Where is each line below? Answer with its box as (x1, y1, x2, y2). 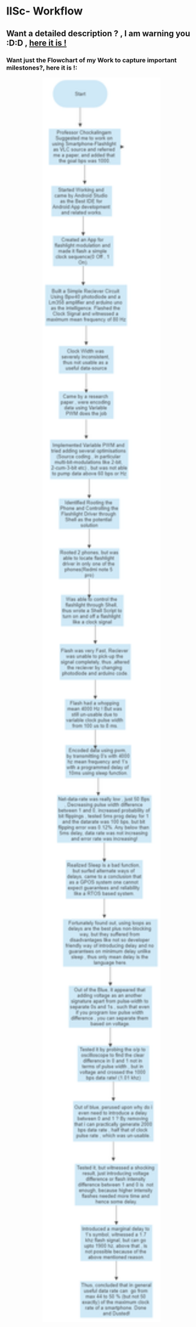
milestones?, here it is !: (6, 63, 78, 72)
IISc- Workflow (6, 4, 83, 18)
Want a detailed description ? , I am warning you (6, 28, 191, 39)
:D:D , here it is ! (6, 37, 67, 48)
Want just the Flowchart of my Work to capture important (6, 56, 177, 64)
